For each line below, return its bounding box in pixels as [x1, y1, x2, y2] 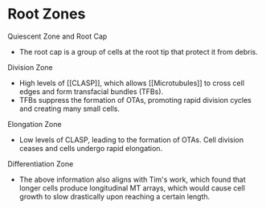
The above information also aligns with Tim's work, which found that [18, 174, 246, 184]
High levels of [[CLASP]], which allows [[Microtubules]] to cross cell [18, 78, 245, 88]
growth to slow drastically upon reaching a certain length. [18, 191, 211, 201]
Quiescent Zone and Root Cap [7, 31, 108, 41]
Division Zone [7, 62, 53, 72]
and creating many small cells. [18, 104, 120, 113]
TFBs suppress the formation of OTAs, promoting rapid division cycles [18, 95, 252, 104]
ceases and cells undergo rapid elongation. [18, 143, 162, 153]
